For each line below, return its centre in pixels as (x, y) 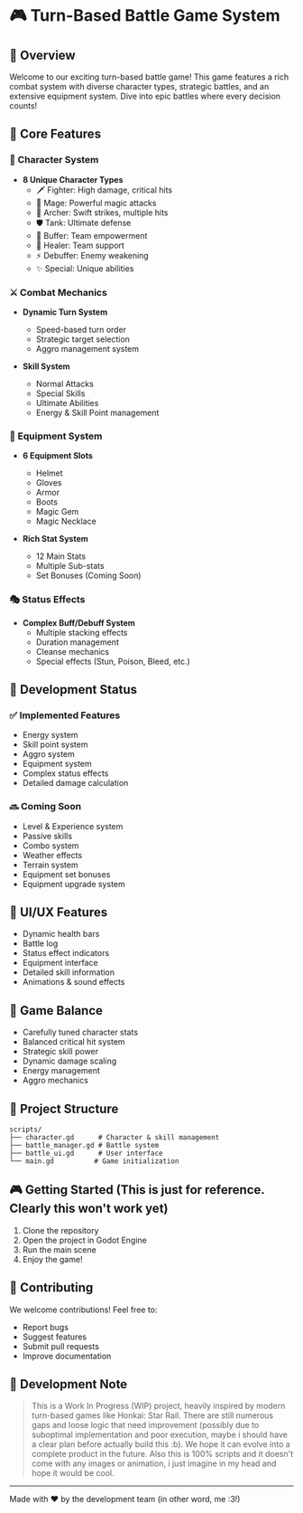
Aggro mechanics (55, 1081)
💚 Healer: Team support (80, 245)
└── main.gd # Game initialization (94, 1161)
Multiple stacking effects (82, 632)
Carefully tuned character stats (80, 1032)
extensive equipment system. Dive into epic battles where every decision (145, 96)
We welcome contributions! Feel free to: (83, 1310)
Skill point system (55, 744)
